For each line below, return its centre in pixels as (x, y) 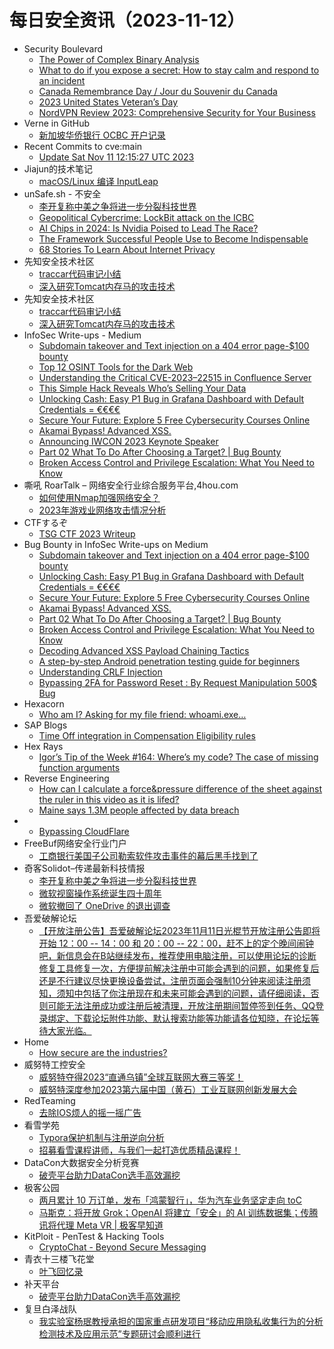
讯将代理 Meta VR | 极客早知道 (101, 1225)
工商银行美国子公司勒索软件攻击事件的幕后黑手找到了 (148, 855)
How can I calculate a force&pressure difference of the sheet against (180, 788)
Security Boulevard (63, 48)
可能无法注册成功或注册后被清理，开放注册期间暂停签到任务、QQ (181, 1005)
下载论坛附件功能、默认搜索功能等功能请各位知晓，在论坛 (192, 1018)
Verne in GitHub (57, 123)
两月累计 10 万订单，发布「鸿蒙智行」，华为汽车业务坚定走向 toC (170, 1200)
